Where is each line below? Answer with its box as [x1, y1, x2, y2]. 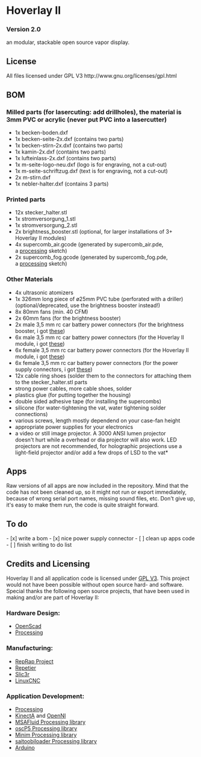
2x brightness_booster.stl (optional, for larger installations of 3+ [14, 228, 173, 235]
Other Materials [6, 275, 53, 284]
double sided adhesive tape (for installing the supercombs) [14, 397, 161, 405]
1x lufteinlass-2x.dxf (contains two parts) [14, 154, 116, 161]
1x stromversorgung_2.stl [14, 222, 78, 229]
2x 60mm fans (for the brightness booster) [14, 314, 122, 322]
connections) [14, 410, 48, 417]
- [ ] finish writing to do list [6, 541, 72, 549]
